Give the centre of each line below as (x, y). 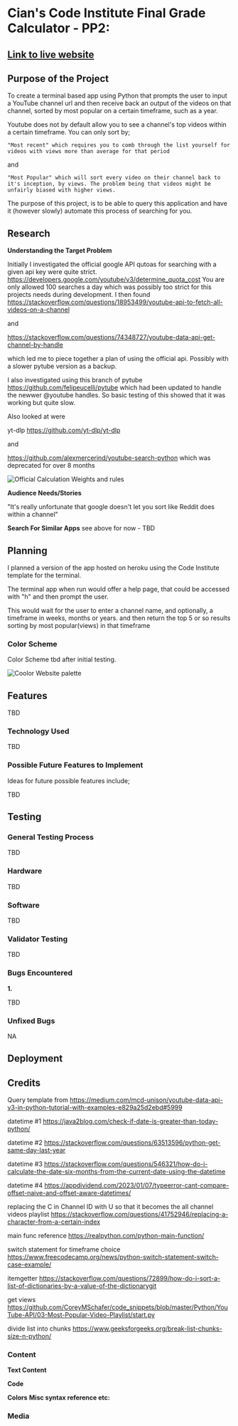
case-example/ (29, 1264)
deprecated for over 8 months (51, 466)
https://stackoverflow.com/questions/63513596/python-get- (132, 1143)
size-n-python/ (29, 1336)
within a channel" (33, 515)
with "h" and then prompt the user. (58, 597)
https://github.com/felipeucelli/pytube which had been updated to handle (114, 388)
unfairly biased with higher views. (61, 190)
